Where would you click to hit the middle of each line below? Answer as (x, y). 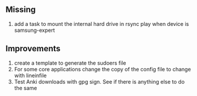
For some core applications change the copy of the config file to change (102, 69)
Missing (21, 10)
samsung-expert (34, 30)
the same (26, 88)
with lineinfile (30, 75)
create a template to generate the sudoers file (70, 63)
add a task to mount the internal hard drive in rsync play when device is (101, 24)
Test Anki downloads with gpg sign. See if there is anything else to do (99, 81)
